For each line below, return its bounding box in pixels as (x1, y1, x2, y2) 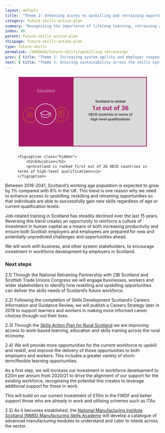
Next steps (5, 260, 32, 267)
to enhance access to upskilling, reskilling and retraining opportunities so (5, 193, 153, 199)
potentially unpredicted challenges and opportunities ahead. (5, 234, 127, 240)
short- (123, 353, 136, 359)
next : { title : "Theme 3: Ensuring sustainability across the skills (5, 59, 151, 65)
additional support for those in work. (5, 383, 79, 389)
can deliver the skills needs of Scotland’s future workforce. (5, 288, 124, 293)
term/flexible (5, 358, 31, 364)
